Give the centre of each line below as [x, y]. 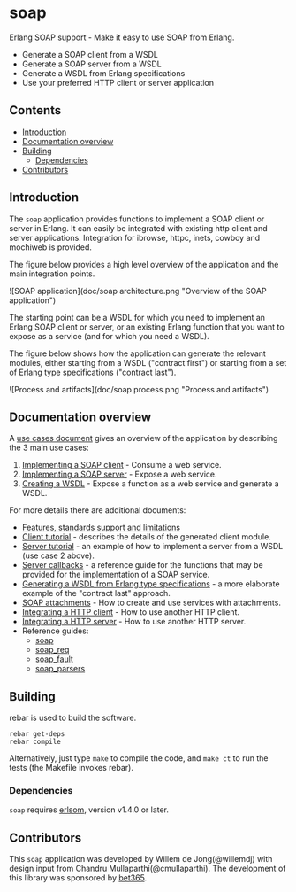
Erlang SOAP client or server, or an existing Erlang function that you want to [147, 327]
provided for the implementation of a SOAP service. [116, 575]
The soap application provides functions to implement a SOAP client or [137, 219]
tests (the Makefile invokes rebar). [72, 768]
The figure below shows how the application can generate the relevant [138, 353]
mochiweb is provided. [51, 247]
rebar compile [35, 742]
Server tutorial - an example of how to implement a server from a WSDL [152, 547]
